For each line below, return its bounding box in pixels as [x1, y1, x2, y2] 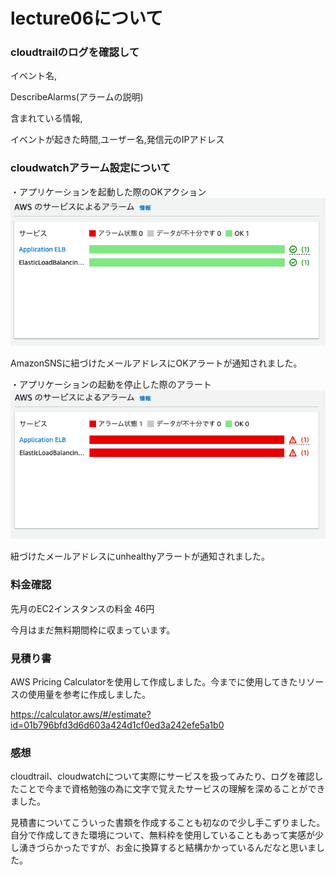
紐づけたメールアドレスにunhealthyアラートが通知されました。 [10, 550, 271, 563]
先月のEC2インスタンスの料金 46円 [10, 602, 155, 614]
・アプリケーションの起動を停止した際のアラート [10, 378, 212, 390]
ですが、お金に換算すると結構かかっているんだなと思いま [79, 842, 317, 854]
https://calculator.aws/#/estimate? [10, 708, 152, 720]
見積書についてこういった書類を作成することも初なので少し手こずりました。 [10, 817, 326, 829]
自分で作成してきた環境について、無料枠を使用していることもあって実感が [10, 829, 315, 841]
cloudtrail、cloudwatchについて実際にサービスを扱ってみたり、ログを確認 [10, 770, 315, 783]
